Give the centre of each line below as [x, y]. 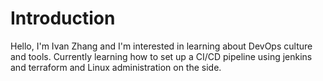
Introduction [63, 18]
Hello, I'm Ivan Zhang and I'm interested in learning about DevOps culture [161, 46]
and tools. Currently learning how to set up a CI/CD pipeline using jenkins [161, 56]
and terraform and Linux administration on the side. [116, 67]
